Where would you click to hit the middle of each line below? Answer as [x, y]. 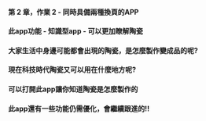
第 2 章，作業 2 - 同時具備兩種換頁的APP [74, 12]
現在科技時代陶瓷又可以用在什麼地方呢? [72, 69]
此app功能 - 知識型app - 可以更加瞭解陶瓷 [75, 31]
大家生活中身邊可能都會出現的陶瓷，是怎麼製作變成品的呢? [103, 50]
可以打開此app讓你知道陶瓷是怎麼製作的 [73, 89]
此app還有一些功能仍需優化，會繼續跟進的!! [79, 109]
